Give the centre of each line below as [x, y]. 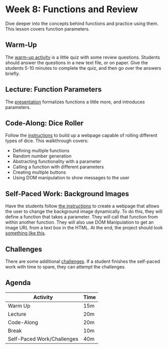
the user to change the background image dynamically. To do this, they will [84, 211]
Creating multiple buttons [39, 172]
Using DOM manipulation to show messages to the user [71, 178]
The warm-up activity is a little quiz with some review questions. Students [83, 57]
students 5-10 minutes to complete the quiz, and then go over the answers [83, 68]
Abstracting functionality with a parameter [57, 162]
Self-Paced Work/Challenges [43, 339]
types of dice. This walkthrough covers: [47, 141]
